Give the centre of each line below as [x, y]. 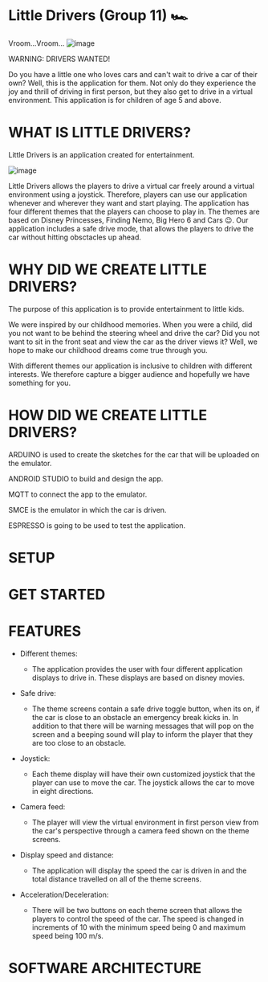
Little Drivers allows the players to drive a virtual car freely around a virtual [132, 186]
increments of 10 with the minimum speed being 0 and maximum [139, 927]
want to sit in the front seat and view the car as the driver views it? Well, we [133, 342]
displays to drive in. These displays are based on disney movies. [138, 678]
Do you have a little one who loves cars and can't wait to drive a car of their [133, 74]
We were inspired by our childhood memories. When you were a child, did [130, 324]
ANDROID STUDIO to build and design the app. [86, 478]
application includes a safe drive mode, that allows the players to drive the [131, 228]
